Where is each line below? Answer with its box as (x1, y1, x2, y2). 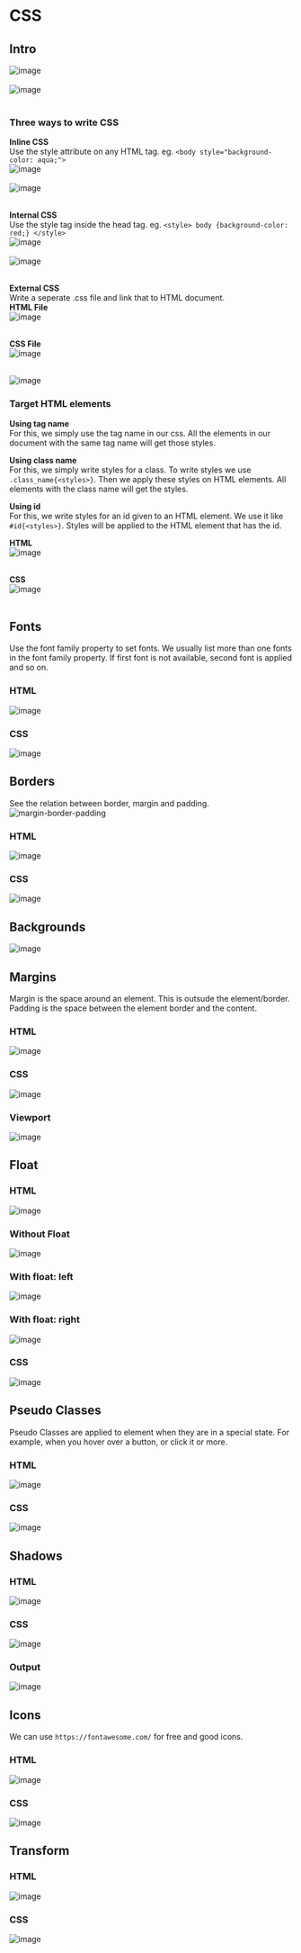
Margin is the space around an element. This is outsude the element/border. (9, 994, 290, 1004)
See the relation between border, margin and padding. (9, 797, 209, 808)
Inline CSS (9, 137, 49, 148)
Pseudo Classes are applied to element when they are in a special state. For (9, 1426, 290, 1437)
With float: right (9, 1313, 81, 1326)
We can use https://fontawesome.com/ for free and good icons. (9, 1732, 243, 1742)
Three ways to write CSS (9, 116, 120, 129)
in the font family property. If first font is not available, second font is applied (9, 652, 293, 663)
